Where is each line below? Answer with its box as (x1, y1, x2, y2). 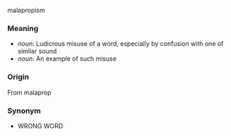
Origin (7, 72, 30, 82)
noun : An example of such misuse (17, 54, 117, 63)
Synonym (7, 106, 41, 116)
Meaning (7, 23, 39, 33)
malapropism (7, 6, 45, 14)
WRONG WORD (17, 121, 64, 130)
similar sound (17, 47, 57, 56)
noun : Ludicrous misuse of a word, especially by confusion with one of (17, 39, 224, 48)
